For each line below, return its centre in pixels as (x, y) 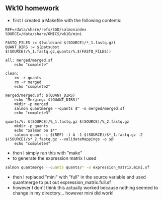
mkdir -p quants (31, 126)
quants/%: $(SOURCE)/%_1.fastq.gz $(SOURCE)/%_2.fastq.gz (67, 122)
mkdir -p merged (31, 104)
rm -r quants (28, 78)
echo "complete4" (32, 143)
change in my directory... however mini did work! (63, 193)
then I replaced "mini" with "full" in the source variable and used (79, 177)
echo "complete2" (32, 86)
